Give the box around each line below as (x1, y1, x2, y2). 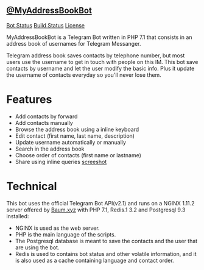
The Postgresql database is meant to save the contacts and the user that (15, 237, 198, 244)
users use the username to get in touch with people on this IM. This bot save (6, 58, 199, 65)
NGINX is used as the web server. (15, 224, 100, 232)
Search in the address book (15, 145, 85, 152)
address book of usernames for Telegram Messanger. (6, 40, 141, 47)
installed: (6, 212, 29, 219)
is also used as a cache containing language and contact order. (15, 257, 175, 264)
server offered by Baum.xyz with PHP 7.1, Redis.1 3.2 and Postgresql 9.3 (6, 206, 186, 213)
